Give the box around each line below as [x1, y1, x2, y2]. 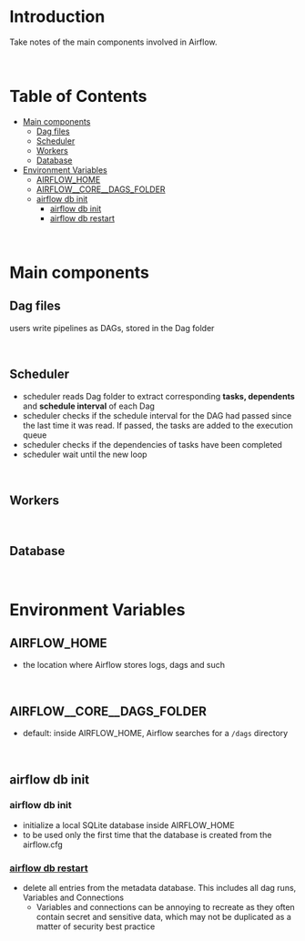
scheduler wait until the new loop [22, 449, 147, 460]
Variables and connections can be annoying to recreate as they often [36, 902, 296, 913]
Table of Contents [9, 86, 147, 106]
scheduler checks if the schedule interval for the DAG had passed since [22, 410, 292, 420]
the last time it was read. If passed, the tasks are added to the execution [22, 420, 294, 430]
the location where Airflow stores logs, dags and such [22, 660, 226, 671]
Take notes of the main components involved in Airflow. [9, 36, 218, 47]
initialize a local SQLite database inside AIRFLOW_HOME [22, 819, 235, 830]
